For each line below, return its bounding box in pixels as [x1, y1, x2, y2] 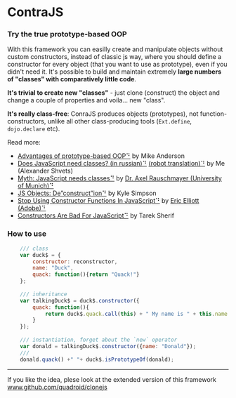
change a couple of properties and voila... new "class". [7, 96, 166, 105]
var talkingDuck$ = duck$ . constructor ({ [20, 297, 140, 304]
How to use [7, 229, 47, 239]
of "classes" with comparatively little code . [7, 75, 137, 84]
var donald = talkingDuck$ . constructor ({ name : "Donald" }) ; [20, 343, 197, 350]
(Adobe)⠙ [17, 204, 46, 213]
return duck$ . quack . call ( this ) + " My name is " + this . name [44, 310, 228, 317]
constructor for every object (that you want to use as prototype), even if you [7, 60, 228, 69]
